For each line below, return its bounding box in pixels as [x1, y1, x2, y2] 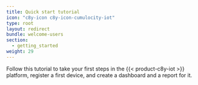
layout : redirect [6, 25, 50, 32]
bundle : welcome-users [6, 32, 64, 38]
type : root [6, 20, 34, 26]
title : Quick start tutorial [6, 8, 80, 15]
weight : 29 [6, 49, 34, 55]
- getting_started [12, 43, 59, 49]
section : [6, 37, 28, 43]
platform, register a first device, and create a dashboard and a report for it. [6, 71, 193, 79]
